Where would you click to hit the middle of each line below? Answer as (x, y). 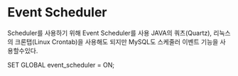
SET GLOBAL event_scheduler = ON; (61, 65)
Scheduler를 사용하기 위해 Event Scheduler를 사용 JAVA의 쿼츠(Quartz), (109, 33)
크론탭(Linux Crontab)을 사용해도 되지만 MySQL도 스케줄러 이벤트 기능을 (117, 42)
